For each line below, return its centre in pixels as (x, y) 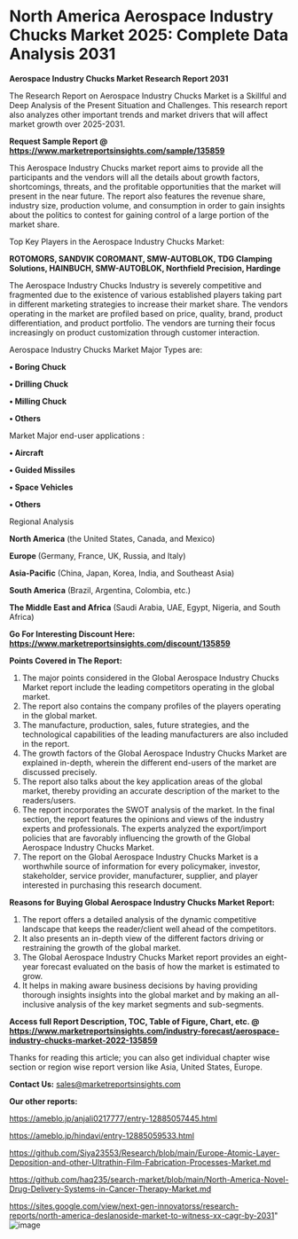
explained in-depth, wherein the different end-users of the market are (149, 762)
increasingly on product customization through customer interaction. (134, 332)
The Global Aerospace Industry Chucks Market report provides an (142, 957)
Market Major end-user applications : (77, 435)
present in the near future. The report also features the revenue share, (137, 196)
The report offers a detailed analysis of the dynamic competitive (139, 919)
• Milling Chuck (38, 401)
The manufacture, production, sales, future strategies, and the (136, 725)
